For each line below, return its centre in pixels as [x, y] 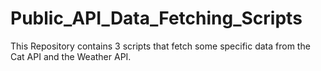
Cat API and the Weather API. [71, 56]
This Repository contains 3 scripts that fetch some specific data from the [160, 46]
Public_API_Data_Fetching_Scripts [156, 18]
